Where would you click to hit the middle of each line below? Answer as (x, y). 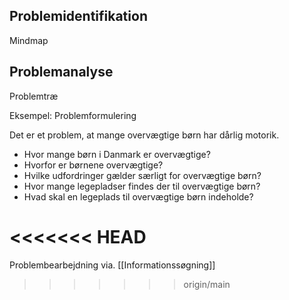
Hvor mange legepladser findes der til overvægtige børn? (142, 186)
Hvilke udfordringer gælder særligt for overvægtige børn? (142, 175)
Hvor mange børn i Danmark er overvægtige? (117, 154)
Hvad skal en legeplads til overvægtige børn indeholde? (138, 196)
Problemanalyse (61, 72)
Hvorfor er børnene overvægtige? (93, 165)
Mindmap (29, 40)
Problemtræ (34, 96)
